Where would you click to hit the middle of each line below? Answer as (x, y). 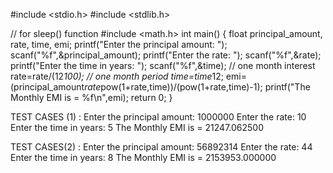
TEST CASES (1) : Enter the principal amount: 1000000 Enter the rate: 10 (158, 117)
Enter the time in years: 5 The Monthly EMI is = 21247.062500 (137, 127)
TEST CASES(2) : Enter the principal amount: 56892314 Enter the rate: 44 (161, 147)
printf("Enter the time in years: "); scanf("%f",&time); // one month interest (163, 65)
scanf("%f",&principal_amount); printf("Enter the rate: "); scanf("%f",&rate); (166, 55)
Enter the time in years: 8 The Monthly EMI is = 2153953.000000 (143, 157)
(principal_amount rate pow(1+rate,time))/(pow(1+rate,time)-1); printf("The (160, 87)
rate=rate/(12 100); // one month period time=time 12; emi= (128, 76)
